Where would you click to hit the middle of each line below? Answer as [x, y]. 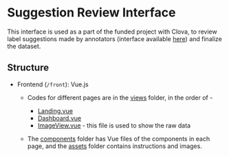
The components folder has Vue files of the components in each [119, 138]
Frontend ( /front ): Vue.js [53, 84]
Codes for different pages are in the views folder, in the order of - [120, 97]
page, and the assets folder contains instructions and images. [115, 146]
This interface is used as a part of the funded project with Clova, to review [112, 32]
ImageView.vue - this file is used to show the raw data [114, 125]
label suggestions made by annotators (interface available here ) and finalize [115, 38]
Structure [28, 68]
